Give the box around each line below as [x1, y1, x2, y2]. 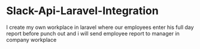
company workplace [6, 36, 57, 43]
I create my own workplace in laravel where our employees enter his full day [6, 24, 194, 31]
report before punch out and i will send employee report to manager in [6, 30, 180, 37]
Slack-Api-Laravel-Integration [6, 4, 159, 18]
